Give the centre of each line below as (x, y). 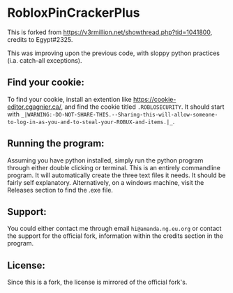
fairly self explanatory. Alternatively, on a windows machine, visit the (106, 182)
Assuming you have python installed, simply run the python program (105, 160)
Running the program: (56, 143)
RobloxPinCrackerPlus (74, 13)
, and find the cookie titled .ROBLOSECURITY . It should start (143, 107)
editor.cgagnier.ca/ (34, 107)
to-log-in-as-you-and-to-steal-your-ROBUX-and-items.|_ (90, 122)
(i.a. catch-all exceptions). (45, 60)
